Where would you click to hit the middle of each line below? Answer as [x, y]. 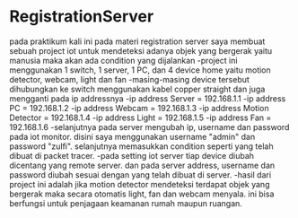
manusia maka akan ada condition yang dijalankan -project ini [123, 60]
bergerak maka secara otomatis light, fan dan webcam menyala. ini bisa [142, 194]
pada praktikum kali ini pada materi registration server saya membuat [137, 41]
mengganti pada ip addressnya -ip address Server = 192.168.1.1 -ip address [148, 98]
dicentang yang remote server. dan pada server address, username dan [142, 165]
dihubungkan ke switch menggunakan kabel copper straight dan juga [137, 89]
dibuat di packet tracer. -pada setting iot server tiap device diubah [131, 155]
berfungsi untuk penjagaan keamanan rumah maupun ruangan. [126, 203]
